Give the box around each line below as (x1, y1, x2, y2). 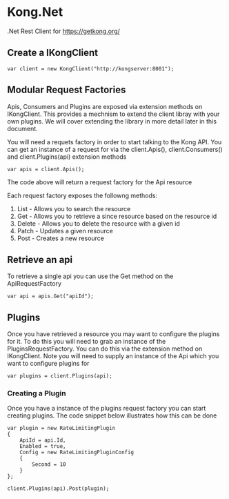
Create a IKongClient (7, 47, 99, 59)
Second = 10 (32, 461, 67, 468)
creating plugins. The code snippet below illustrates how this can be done (7, 411, 217, 420)
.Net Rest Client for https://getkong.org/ (7, 27, 121, 35)
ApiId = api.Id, (19, 437, 67, 444)
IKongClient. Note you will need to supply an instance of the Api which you (7, 352, 219, 360)
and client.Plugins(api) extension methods (7, 153, 127, 161)
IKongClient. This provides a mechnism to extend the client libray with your (7, 110, 220, 118)
